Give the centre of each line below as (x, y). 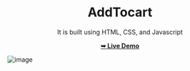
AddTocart (120, 12)
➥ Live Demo (120, 45)
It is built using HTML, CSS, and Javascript (120, 32)
